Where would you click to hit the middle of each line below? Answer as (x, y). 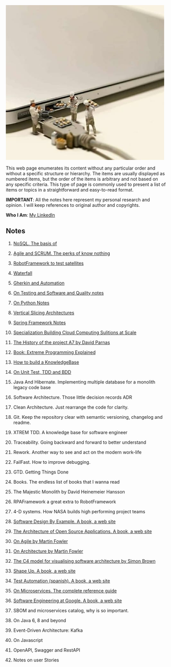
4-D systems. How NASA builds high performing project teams (79, 511)
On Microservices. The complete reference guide (65, 590)
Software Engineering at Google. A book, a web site (67, 601)
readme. (22, 422)
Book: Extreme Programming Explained (54, 352)
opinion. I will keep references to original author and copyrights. (73, 205)
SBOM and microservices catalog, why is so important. (71, 610)
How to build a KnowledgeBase (46, 362)
